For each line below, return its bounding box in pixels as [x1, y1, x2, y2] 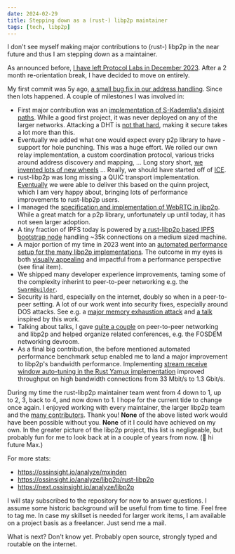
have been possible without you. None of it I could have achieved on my [7, 418, 216, 427]
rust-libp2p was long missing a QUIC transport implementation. [17, 173, 201, 181]
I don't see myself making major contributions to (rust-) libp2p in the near [7, 43, 220, 51]
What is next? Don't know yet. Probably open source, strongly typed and [7, 532, 217, 541]
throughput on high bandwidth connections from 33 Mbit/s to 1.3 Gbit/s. [17, 375, 226, 383]
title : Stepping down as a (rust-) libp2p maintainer [7, 17, 168, 24]
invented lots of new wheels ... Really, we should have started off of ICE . [17, 166, 227, 174]
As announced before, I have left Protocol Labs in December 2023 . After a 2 [7, 64, 227, 72]
